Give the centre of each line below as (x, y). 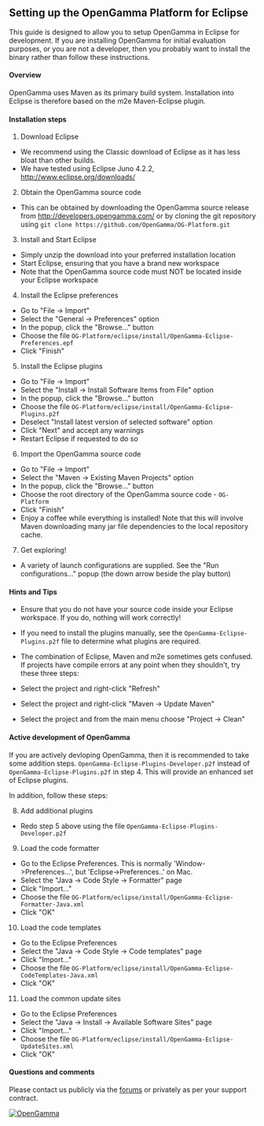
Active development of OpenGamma (70, 737)
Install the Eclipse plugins (61, 367)
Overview (25, 75)
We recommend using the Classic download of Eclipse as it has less (130, 152)
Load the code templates (60, 927)
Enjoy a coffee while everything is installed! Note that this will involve (132, 518)
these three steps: (49, 673)
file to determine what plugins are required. (131, 641)
